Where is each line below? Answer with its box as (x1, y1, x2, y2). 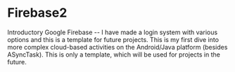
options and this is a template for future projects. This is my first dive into (7, 35, 220, 43)
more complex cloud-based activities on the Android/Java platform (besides (7, 43, 228, 51)
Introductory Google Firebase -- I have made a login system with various (7, 28, 218, 36)
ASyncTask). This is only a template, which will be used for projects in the (7, 50, 220, 59)
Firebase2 (7, 5, 68, 21)
